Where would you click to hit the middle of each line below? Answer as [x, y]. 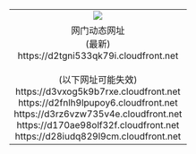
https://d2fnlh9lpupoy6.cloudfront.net [98, 102]
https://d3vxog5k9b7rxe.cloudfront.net [98, 91]
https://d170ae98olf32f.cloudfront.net [98, 124]
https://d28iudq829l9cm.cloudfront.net [98, 136]
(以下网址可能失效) [98, 80]
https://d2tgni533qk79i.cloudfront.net [98, 56]
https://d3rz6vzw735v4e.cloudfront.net [98, 114]
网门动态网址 [98, 30]
